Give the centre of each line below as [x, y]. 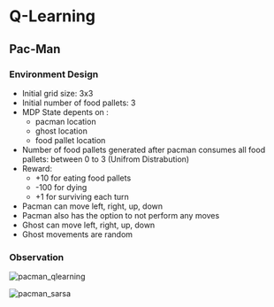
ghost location [61, 131]
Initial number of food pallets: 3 [79, 103]
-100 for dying [61, 187]
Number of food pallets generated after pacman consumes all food [144, 150]
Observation [37, 257]
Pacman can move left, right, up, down [92, 206]
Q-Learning [52, 16]
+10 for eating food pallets [83, 178]
